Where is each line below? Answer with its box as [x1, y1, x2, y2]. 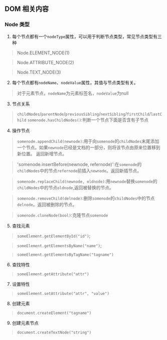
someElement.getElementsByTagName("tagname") [17, 252, 114, 257]
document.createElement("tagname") [17, 310, 92, 315]
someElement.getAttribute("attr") [17, 271, 89, 277]
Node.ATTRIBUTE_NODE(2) [17, 59, 75, 65]
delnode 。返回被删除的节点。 [17, 201, 77, 207]
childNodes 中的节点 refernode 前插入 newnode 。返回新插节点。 [17, 167, 141, 174]
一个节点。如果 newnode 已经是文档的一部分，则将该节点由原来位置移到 [17, 144, 160, 150]
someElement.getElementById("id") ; [17, 233, 91, 239]
